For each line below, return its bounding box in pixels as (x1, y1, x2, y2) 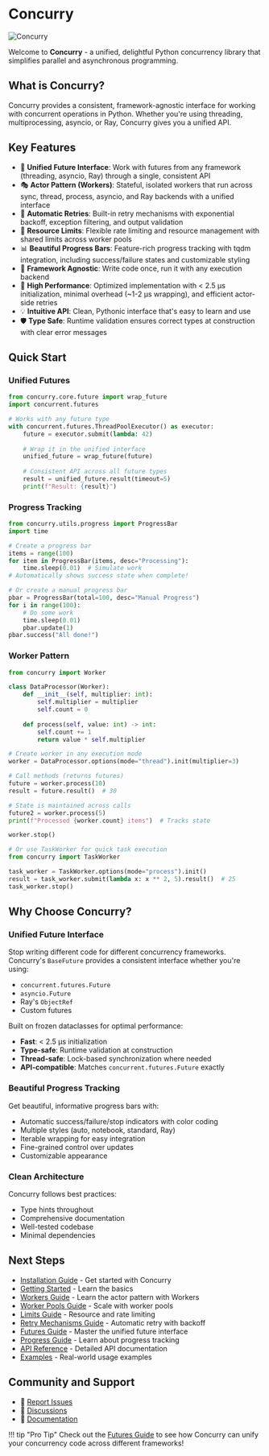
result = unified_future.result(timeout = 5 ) (23, 475, 172, 483)
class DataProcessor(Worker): (8, 683, 110, 691)
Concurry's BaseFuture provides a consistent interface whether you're (8, 956, 241, 966)
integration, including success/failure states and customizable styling (19, 254, 250, 264)
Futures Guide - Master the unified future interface (19, 1326, 188, 1336)
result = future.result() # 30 (8, 787, 117, 795)
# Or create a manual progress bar (8, 586, 128, 594)
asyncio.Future (19, 990, 72, 999)
